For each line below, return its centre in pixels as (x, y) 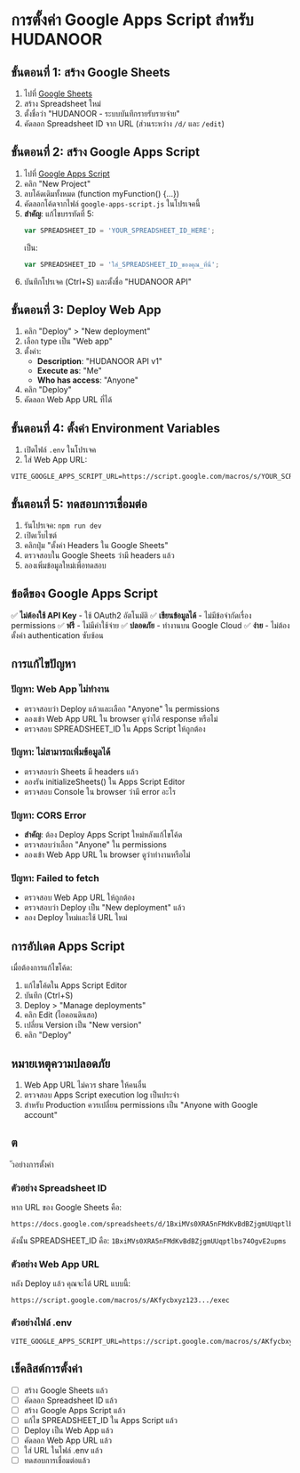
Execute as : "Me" (69, 371)
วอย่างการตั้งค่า (33, 1164)
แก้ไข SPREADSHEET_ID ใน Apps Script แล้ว (100, 1420)
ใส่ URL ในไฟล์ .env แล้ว (63, 1450)
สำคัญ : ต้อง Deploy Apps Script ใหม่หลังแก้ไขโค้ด (103, 835)
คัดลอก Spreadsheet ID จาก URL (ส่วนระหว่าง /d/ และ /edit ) (124, 124)
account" (40, 1115)
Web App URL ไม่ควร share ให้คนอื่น (85, 1085)
